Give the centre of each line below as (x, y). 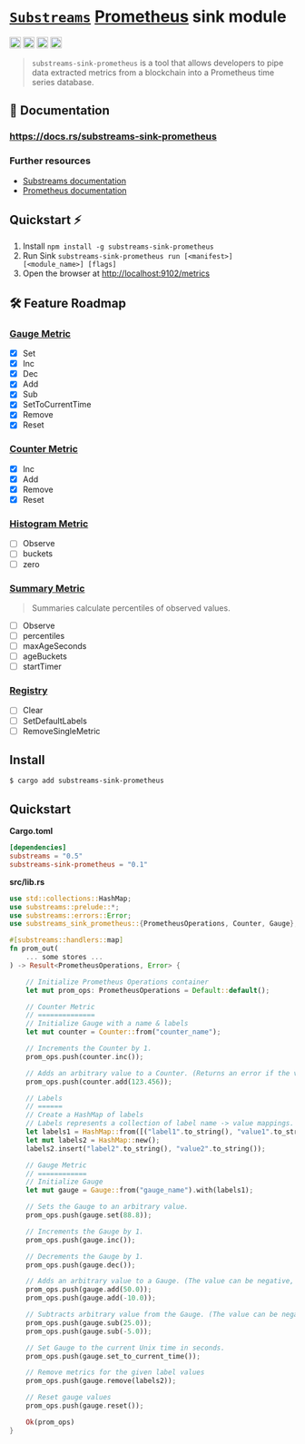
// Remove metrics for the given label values (115, 1372)
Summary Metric (47, 588)
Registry (29, 691)
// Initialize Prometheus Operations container (117, 982)
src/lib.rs (27, 881)
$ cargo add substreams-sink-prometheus (87, 781)
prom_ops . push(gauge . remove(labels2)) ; (101, 1381)
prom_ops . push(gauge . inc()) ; (81, 1240)
